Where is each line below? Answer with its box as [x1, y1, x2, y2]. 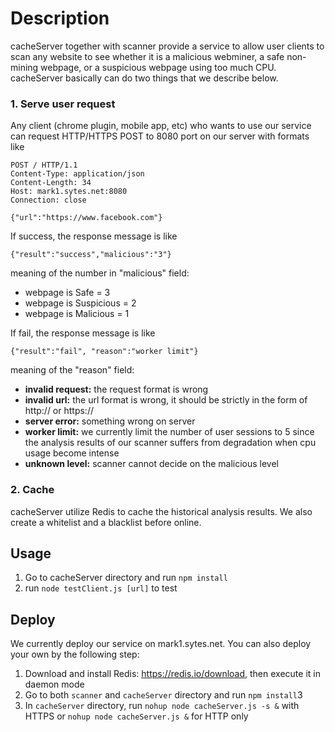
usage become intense [24, 447, 120, 459]
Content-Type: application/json [10, 169, 145, 179]
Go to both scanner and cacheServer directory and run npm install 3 [24, 689, 303, 701]
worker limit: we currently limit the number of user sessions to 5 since [24, 426, 315, 438]
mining [10, 61, 39, 73]
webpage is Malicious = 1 [24, 308, 130, 320]
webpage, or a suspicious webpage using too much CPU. [40, 61, 277, 73]
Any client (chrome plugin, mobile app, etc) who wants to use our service [10, 120, 312, 132]
